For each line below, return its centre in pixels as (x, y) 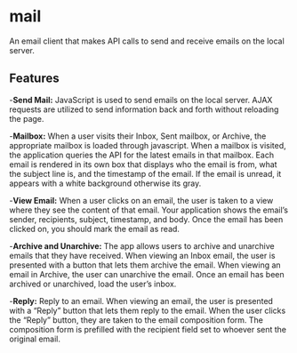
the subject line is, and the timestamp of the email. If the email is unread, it (145, 173)
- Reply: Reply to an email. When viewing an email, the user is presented (141, 301)
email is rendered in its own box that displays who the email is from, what (143, 164)
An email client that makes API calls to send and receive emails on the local (147, 41)
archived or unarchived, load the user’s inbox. (93, 284)
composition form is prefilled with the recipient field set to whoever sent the (148, 329)
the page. (27, 118)
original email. (35, 339)
